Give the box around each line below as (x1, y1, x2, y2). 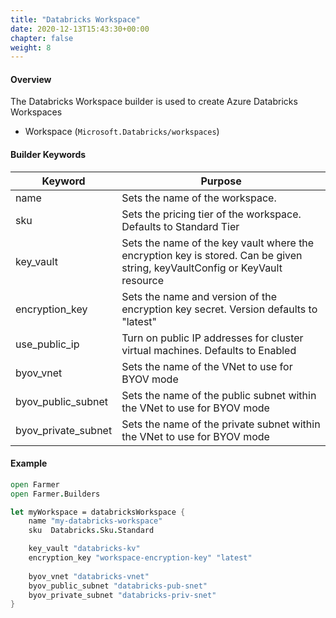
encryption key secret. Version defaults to (121, 302, 318, 316)
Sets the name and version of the (121, 289, 278, 303)
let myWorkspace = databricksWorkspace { (10, 507, 186, 517)
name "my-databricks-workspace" (28, 516, 163, 526)
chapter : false (10, 33, 74, 43)
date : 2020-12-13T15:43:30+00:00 (10, 24, 150, 34)
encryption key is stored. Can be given (121, 248, 303, 262)
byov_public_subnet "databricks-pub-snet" (28, 581, 208, 591)
